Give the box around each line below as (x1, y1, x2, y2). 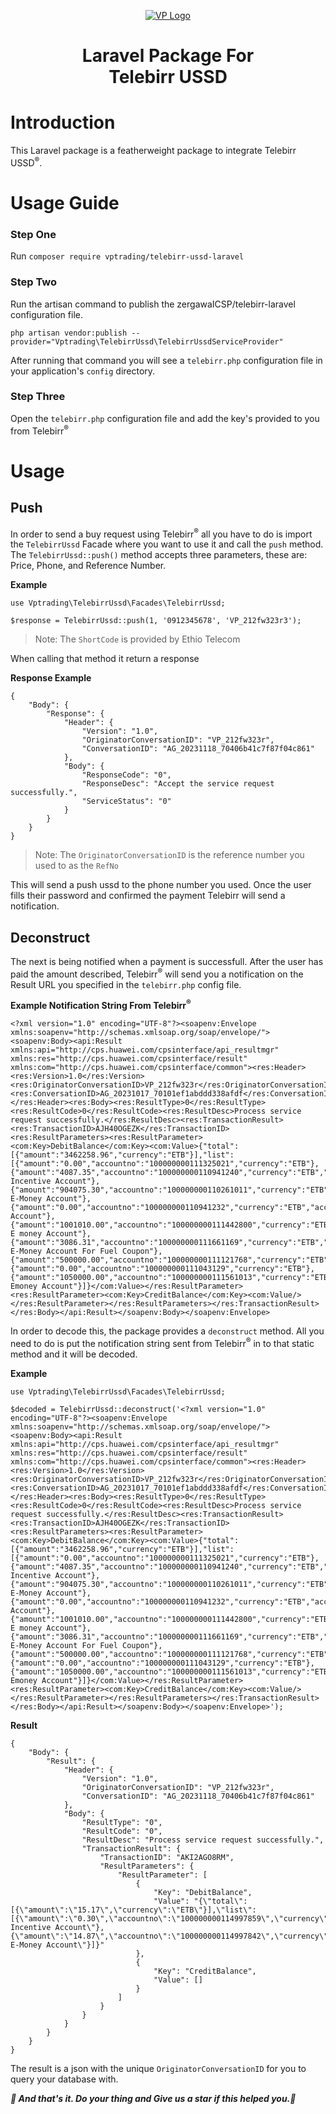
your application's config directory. (10, 365, 156, 377)
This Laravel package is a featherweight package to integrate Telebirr (10, 145, 297, 157)
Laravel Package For (81, 45, 255, 67)
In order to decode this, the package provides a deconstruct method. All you (10, 1325, 325, 1337)
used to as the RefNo (34, 860, 119, 872)
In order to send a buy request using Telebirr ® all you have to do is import (10, 526, 313, 540)
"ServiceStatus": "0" (81, 796, 172, 807)
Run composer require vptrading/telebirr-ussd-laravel (10, 250, 245, 262)
